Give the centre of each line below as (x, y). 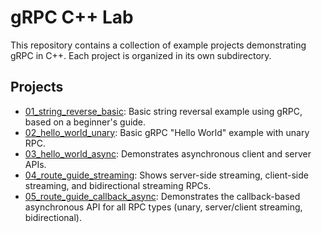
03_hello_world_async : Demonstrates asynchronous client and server (168, 153)
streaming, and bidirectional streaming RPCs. (118, 185)
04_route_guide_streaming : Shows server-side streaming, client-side (166, 175)
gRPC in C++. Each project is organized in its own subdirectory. (141, 55)
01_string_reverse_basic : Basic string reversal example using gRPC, (163, 111)
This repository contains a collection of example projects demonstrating (158, 45)
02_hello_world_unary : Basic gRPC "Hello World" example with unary (167, 132)
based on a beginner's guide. (85, 122)
